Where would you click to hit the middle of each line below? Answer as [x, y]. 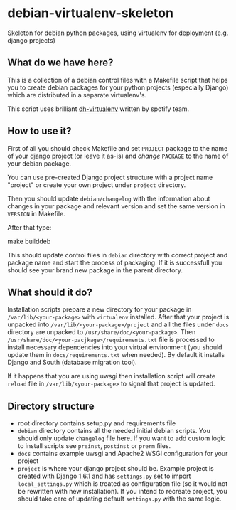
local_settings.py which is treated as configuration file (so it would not [123, 484]
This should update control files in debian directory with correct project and [118, 255]
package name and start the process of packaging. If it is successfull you [115, 262]
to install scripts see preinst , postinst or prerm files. [94, 446]
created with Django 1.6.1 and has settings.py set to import [104, 476]
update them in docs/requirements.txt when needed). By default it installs [116, 355]
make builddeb [29, 241]
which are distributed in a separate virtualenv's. [77, 95]
